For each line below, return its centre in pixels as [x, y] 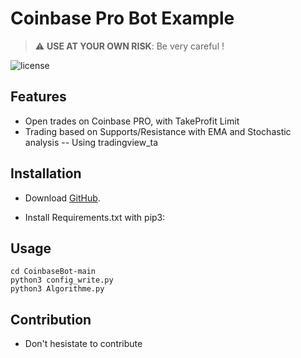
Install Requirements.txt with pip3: [95, 217]
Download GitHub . [62, 198]
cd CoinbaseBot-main [53, 272]
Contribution [51, 319]
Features [38, 97]
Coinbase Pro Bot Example [122, 18]
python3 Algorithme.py [57, 289]
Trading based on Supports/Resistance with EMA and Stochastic [158, 131]
